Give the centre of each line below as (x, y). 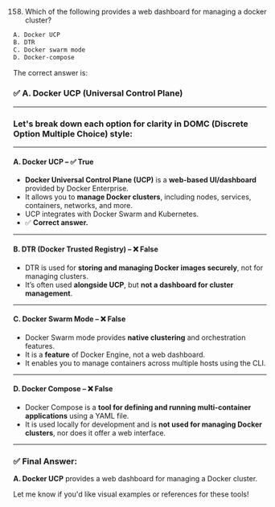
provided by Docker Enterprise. (77, 189)
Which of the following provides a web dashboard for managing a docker (146, 12)
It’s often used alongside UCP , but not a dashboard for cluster (129, 284)
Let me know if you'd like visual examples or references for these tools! (131, 494)
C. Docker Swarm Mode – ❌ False (70, 319)
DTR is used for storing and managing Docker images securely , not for (144, 268)
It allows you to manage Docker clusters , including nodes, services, (138, 197)
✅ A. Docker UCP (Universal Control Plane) (98, 93)
